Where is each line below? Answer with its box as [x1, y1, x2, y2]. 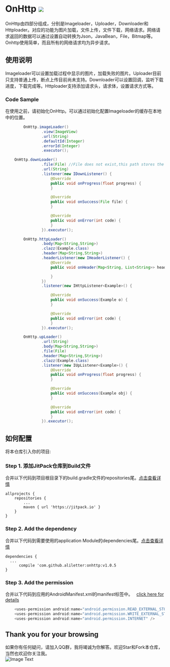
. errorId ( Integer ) [41, 143, 80, 149]
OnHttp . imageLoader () [23, 125, 69, 130]
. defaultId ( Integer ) [41, 138, 85, 144]
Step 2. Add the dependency [5, 525, 77, 533]
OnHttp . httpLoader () [23, 236, 67, 241]
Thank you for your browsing [5, 630, 99, 639]
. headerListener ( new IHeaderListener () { [41, 256, 130, 261]
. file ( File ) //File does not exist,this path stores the [41, 162, 164, 167]
